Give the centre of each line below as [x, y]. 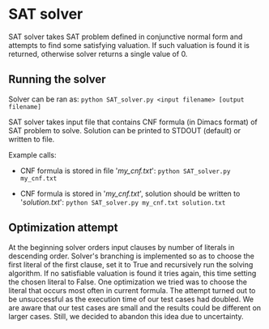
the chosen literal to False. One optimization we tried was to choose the [128, 282]
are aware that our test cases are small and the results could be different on [135, 307]
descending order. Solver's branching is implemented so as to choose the [132, 256]
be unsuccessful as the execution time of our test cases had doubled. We [131, 299]
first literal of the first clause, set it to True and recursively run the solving [131, 264]
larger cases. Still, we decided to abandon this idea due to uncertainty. [126, 316]
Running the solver [58, 79]
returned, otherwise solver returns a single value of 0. [98, 54]
